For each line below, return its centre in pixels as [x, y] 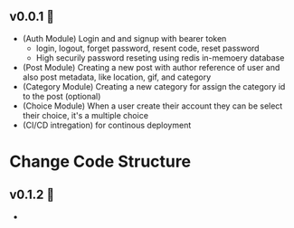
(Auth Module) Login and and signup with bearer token [124, 38]
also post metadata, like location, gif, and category [117, 77]
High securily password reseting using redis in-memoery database [160, 57]
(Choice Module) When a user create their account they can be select [152, 106]
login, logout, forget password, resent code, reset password [147, 48]
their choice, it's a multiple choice [85, 115]
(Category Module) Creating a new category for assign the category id [154, 86]
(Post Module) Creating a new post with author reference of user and [151, 67]
